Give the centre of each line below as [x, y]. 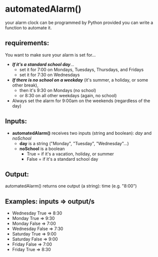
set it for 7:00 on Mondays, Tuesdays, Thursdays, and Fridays [81, 69]
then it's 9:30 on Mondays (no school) [58, 90]
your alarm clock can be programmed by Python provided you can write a [79, 22]
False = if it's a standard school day [62, 159]
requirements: [27, 43]
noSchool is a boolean [42, 149]
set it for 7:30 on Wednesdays [49, 75]
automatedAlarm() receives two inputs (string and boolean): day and [82, 133]
